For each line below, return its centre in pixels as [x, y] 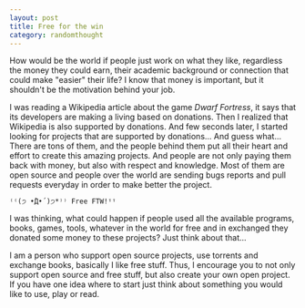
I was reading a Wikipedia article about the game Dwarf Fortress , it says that [153, 108]
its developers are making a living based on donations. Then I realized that [149, 117]
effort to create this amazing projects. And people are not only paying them [150, 156]
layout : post [34, 18]
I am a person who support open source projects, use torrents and [134, 255]
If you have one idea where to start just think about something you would [146, 284]
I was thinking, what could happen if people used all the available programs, [152, 219]
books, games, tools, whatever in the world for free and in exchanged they [149, 228]
